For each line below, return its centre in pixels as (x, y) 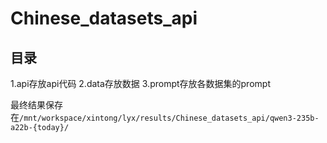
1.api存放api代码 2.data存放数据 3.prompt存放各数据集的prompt (140, 83)
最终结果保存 (36, 105)
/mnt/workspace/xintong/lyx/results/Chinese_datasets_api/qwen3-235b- (169, 118)
